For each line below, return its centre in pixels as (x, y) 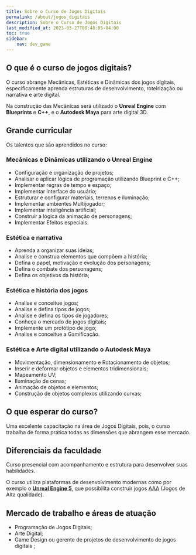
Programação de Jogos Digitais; (53, 527)
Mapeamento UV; (35, 374)
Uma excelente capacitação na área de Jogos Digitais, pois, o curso (88, 426)
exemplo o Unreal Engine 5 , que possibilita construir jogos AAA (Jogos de (96, 488)
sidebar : (17, 39)
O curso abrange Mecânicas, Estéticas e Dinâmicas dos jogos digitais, (91, 82)
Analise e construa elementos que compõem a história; (81, 257)
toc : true (18, 33)
